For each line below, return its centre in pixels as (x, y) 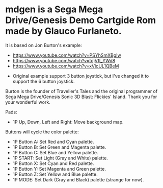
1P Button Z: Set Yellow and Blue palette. (55, 174)
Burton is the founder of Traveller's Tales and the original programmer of (81, 91)
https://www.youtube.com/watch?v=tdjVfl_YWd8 (64, 60)
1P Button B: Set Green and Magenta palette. (59, 147)
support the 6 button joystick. (44, 81)
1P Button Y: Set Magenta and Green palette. (59, 169)
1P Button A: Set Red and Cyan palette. (53, 142)
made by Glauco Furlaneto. (64, 31)
